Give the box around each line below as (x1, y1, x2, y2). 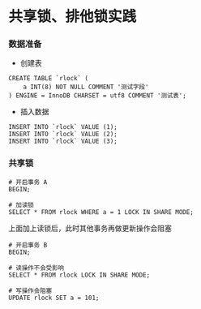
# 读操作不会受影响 (8, 264, 65, 272)
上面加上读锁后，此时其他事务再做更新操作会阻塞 (8, 223, 172, 233)
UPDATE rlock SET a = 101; (8, 294, 100, 302)
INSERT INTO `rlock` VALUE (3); (8, 137, 118, 146)
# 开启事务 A (8, 178, 48, 187)
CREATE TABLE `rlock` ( (8, 75, 89, 83)
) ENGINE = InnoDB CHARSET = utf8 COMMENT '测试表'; (8, 92, 186, 100)
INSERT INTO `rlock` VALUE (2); (8, 131, 118, 139)
